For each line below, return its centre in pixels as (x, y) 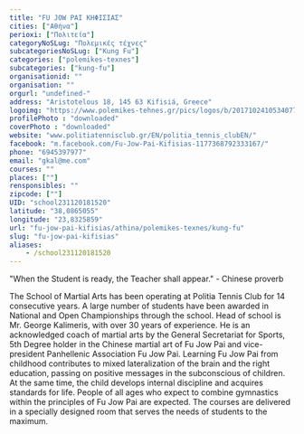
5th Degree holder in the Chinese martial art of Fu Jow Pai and (126, 344)
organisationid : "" (46, 77)
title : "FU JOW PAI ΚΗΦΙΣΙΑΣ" (66, 18)
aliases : (26, 245)
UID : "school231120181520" (60, 203)
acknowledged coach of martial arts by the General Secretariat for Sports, (147, 335)
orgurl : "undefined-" (50, 93)
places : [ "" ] (34, 177)
